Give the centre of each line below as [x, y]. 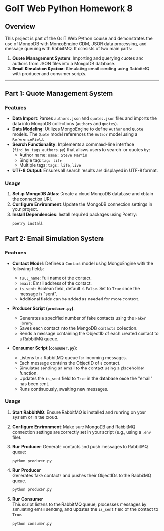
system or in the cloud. [35, 417]
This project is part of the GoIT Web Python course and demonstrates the [79, 38]
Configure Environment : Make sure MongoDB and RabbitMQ [74, 427]
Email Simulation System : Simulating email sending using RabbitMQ [81, 69]
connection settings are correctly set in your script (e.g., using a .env [82, 432]
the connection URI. [32, 199]
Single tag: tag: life [41, 160]
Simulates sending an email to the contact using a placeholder [82, 368]
